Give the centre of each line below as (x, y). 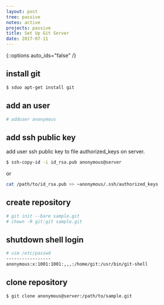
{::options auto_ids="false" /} (41, 55)
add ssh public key (41, 138)
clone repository (37, 282)
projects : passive (28, 28)
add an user (28, 106)
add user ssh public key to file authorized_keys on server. (76, 152)
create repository (39, 203)
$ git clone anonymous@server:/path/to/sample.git (69, 296)
